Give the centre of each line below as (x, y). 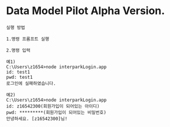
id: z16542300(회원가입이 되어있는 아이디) (53, 106)
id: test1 (18, 72)
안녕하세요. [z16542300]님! (37, 119)
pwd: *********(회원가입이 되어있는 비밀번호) (56, 112)
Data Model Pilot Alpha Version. (86, 11)
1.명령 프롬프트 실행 (28, 39)
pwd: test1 (19, 77)
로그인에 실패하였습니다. (31, 83)
